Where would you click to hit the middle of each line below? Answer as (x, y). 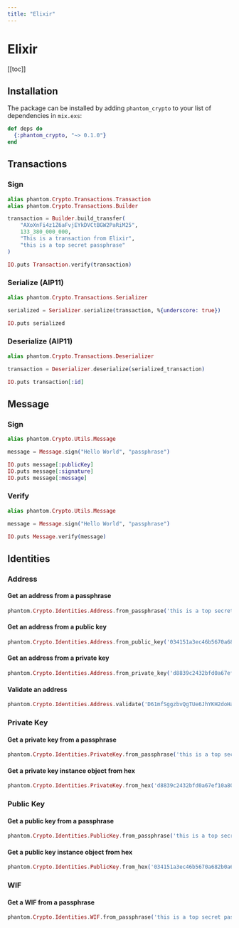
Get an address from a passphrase (59, 596)
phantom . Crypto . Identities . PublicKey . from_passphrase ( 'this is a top (113, 836)
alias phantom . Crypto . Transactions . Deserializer (81, 356)
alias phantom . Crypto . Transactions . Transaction (79, 199)
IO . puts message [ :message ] (47, 478)
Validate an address (37, 689)
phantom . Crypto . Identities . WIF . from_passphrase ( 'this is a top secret (114, 917)
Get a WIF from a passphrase (51, 902)
